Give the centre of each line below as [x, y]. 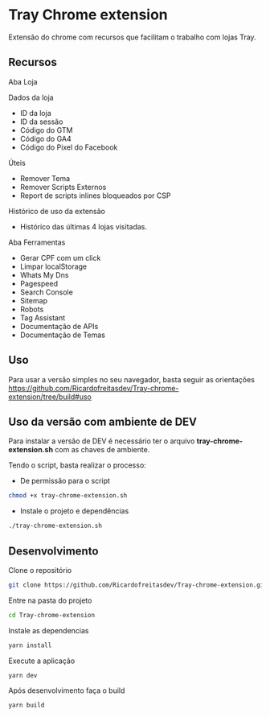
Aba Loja [23, 81]
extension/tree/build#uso [50, 397]
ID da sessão [41, 122]
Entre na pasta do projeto [50, 600]
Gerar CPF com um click [60, 258]
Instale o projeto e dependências [74, 511]
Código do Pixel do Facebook [69, 147]
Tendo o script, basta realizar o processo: [77, 465]
